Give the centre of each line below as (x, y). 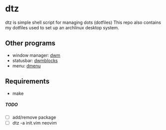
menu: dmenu (27, 65)
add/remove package (34, 117)
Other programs (30, 43)
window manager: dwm (36, 55)
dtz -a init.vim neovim (34, 123)
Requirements (27, 82)
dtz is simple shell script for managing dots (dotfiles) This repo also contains (83, 22)
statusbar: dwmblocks (35, 61)
